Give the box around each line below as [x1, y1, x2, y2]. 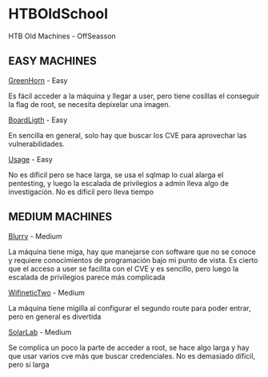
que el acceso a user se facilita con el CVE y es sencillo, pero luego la [8, 264, 239, 273]
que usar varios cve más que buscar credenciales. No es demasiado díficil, [8, 351, 256, 360]
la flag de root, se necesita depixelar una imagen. [8, 99, 171, 109]
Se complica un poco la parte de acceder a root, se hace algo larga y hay [8, 343, 250, 352]
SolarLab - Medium [8, 327, 72, 336]
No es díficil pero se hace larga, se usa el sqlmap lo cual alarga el [8, 169, 224, 180]
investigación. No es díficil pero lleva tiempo [8, 187, 154, 196]
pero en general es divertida [8, 312, 102, 321]
